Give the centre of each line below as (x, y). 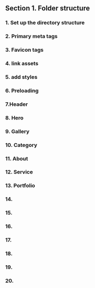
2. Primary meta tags (32, 36)
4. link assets (22, 64)
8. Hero (14, 117)
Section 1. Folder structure (47, 8)
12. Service (19, 172)
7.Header (17, 104)
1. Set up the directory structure (45, 23)
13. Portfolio (20, 186)
